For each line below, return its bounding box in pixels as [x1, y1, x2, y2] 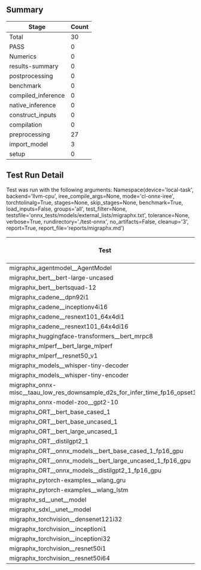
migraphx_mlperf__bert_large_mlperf [9, 341, 112, 350]
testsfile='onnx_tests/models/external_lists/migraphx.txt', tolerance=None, [6, 211, 190, 218]
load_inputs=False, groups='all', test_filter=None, [6, 205, 127, 212]
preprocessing [9, 130, 50, 139]
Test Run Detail [6, 170, 64, 181]
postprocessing [9, 71, 53, 80]
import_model [9, 140, 48, 148]
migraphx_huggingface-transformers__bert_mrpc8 [9, 332, 154, 340]
